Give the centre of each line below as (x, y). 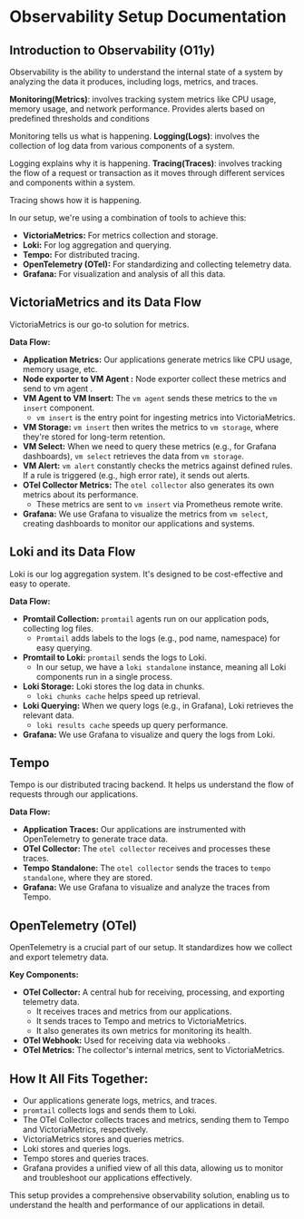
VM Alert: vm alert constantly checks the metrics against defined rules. (157, 466)
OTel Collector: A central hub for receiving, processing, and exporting (153, 992)
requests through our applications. (74, 794)
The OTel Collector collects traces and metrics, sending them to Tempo (156, 1120)
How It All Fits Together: (79, 1079)
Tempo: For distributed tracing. (81, 255)
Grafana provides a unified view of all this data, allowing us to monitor (153, 1168)
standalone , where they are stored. (87, 878)
